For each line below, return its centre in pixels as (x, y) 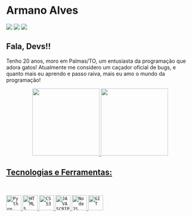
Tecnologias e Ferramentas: (59, 172)
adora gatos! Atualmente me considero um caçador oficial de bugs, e (91, 67)
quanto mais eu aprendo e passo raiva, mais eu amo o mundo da (86, 74)
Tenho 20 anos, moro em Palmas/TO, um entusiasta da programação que (96, 61)
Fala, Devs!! (29, 46)
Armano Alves (42, 10)
